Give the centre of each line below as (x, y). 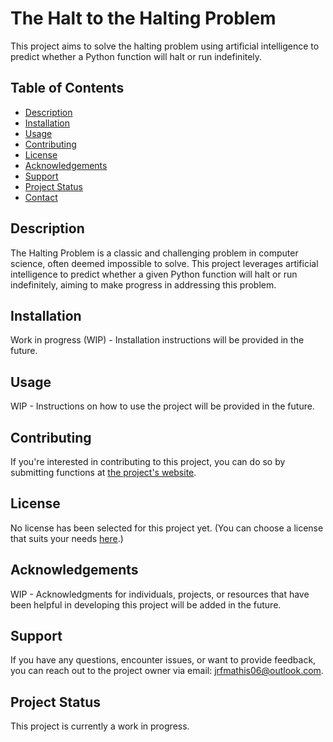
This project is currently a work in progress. (100, 726)
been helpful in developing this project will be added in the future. (146, 604)
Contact (41, 197)
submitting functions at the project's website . (103, 472)
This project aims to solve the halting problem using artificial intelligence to (165, 46)
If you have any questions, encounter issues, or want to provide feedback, (163, 660)
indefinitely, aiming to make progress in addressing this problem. (143, 284)
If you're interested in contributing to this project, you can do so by (148, 461)
